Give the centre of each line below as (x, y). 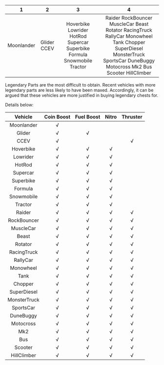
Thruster (132, 117)
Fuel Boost (88, 117)
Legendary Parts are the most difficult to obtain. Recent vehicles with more (80, 85)
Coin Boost (57, 117)
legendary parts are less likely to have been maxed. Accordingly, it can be (79, 90)
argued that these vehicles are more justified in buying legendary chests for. (82, 95)
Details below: (19, 105)
